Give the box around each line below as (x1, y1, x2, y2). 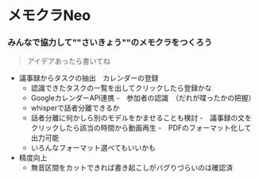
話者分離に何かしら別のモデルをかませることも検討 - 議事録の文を (30, 113, 252, 123)
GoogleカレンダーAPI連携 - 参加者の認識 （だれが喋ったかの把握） (30, 93, 256, 103)
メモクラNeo (7, 6, 91, 25)
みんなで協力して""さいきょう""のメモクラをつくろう (7, 37, 212, 48)
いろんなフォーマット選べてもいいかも (30, 143, 157, 153)
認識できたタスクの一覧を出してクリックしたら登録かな (30, 84, 212, 93)
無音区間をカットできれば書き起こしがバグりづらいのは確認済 (30, 163, 234, 173)
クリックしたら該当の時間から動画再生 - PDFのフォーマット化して (30, 123, 252, 133)
